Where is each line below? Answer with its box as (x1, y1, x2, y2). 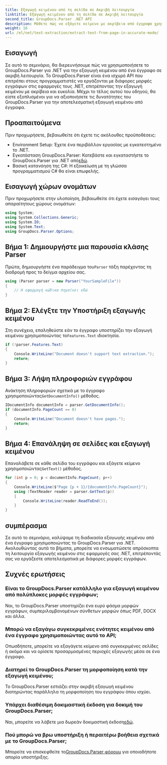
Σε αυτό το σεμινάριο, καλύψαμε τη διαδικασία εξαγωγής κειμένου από (5, 535, 155, 540)
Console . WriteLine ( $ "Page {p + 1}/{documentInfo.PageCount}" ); (14, 484, 148, 489)
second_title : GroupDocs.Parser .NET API (5, 16, 92, 21)
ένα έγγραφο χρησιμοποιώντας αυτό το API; (5, 632, 117, 639)
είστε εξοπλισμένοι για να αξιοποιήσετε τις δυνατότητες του (5, 94, 131, 99)
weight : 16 (5, 26, 28, 31)
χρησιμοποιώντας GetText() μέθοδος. (5, 466, 83, 472)
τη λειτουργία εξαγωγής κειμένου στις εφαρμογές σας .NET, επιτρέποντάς (5, 551, 162, 556)
